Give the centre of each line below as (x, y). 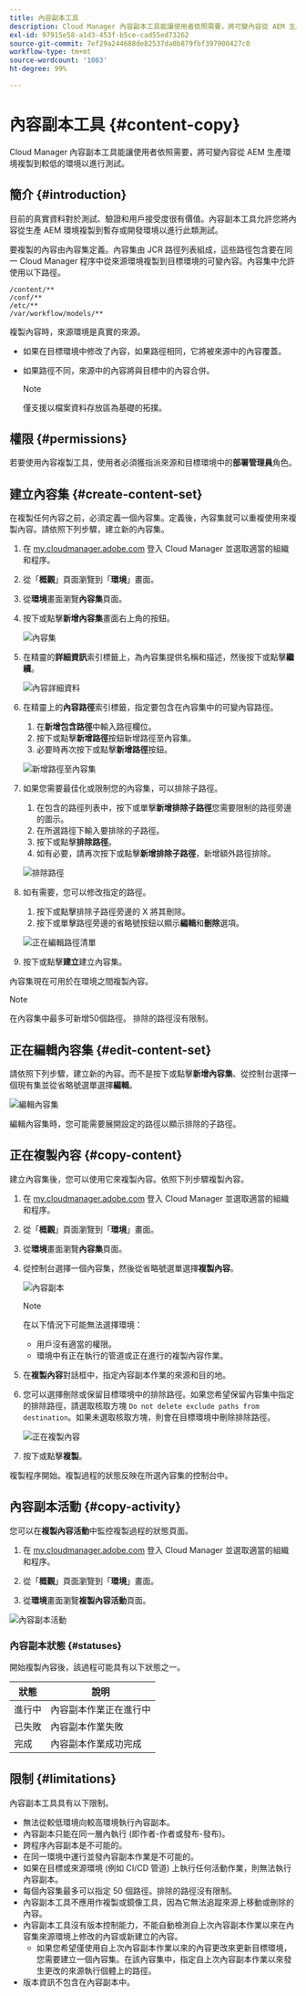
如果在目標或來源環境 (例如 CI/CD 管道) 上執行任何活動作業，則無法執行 (157, 1867)
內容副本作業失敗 (87, 1727)
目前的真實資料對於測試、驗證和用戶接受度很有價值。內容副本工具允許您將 (149, 218)
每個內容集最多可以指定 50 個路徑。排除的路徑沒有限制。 (129, 1890)
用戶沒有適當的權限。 (76, 1344)
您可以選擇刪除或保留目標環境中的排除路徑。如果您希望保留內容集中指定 (158, 1394)
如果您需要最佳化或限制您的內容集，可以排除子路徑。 (122, 788)
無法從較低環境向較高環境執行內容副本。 (98, 1822)
